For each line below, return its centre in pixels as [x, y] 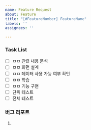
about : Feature [21, 14]
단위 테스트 [23, 92]
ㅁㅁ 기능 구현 [25, 86]
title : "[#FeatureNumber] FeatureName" [46, 19]
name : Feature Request [28, 10]
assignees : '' [20, 28]
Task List [16, 50]
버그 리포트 [17, 112]
